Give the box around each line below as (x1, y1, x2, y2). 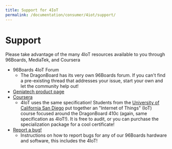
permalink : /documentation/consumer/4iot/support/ (5, 12, 116, 17)
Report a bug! (12, 127, 42, 133)
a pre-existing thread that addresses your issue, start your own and (20, 78, 163, 84)
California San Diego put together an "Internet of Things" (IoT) (20, 105, 152, 111)
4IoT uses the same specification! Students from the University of (20, 100, 160, 106)
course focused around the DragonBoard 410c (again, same (20, 110, 147, 117)
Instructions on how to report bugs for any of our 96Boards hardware (20, 132, 167, 139)
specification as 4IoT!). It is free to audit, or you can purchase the (20, 116, 159, 122)
